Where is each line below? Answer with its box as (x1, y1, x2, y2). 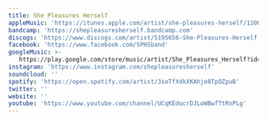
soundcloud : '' (8, 70, 59, 78)
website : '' (8, 92, 48, 100)
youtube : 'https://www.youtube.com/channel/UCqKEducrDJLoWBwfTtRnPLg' (8, 99, 247, 107)
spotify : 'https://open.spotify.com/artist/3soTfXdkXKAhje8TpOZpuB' (8, 77, 240, 85)
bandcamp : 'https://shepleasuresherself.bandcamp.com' (8, 26, 194, 34)
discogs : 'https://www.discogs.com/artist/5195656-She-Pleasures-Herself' (8, 33, 261, 42)
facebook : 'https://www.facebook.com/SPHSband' (8, 41, 169, 49)
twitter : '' (8, 84, 48, 93)
